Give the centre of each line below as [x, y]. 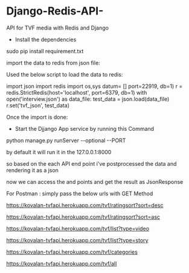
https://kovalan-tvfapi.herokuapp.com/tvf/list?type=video [78, 228]
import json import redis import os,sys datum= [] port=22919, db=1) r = [94, 86]
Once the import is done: [37, 117]
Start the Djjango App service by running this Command [85, 128]
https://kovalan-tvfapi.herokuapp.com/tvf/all [62, 263]
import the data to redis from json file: [53, 63]
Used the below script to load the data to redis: [65, 74]
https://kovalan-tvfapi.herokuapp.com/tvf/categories [72, 252]
